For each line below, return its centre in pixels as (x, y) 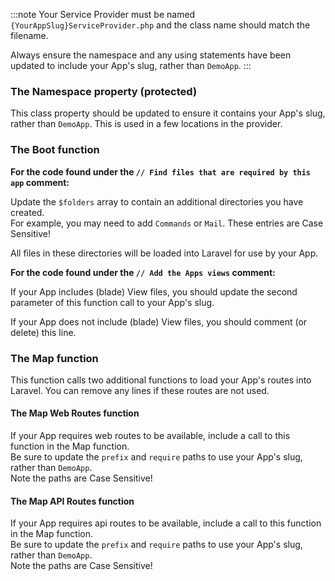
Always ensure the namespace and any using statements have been (151, 55)
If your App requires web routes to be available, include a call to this (150, 436)
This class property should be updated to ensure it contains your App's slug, (168, 113)
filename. (29, 35)
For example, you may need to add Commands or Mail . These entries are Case (167, 223)
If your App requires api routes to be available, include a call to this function (166, 523)
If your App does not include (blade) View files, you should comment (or (159, 321)
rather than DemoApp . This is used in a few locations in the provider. (146, 124)
